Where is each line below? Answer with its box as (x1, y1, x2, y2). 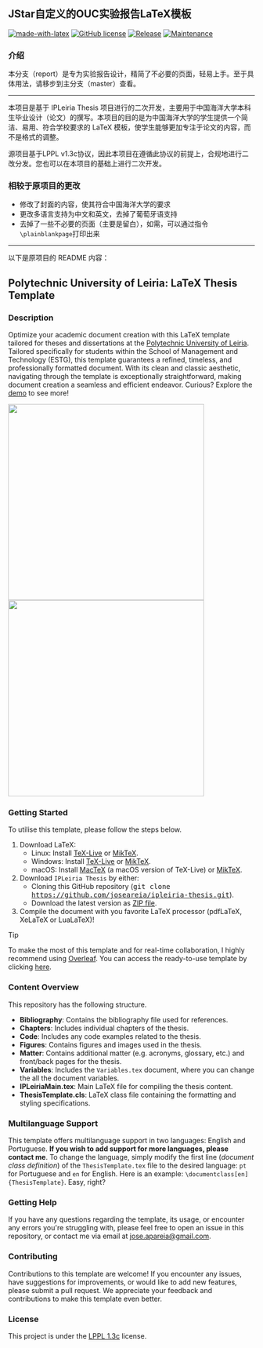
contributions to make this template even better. (8, 1294, 163, 1303)
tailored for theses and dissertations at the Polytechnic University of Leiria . (8, 338, 250, 348)
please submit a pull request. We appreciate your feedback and (8, 1285, 213, 1295)
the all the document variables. (19, 1073, 120, 1083)
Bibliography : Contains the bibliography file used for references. (19, 1015, 229, 1024)
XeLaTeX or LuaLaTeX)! (19, 915, 95, 924)
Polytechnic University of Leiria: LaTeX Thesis (8, 276, 238, 290)
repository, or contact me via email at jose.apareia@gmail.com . (8, 1231, 211, 1241)
